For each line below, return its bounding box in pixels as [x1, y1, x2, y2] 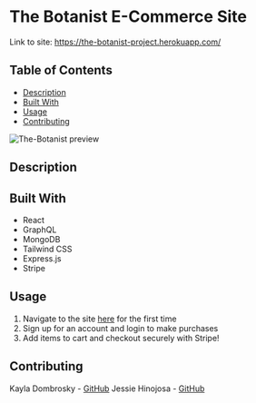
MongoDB [22, 233, 61, 244]
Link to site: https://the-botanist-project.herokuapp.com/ [9, 36, 222, 47]
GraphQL [22, 224, 57, 235]
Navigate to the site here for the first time [22, 313, 177, 324]
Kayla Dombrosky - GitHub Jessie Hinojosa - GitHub [9, 383, 205, 394]
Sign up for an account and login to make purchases [22, 322, 219, 333]
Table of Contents [9, 63, 113, 78]
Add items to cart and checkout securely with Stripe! [22, 332, 220, 343]
